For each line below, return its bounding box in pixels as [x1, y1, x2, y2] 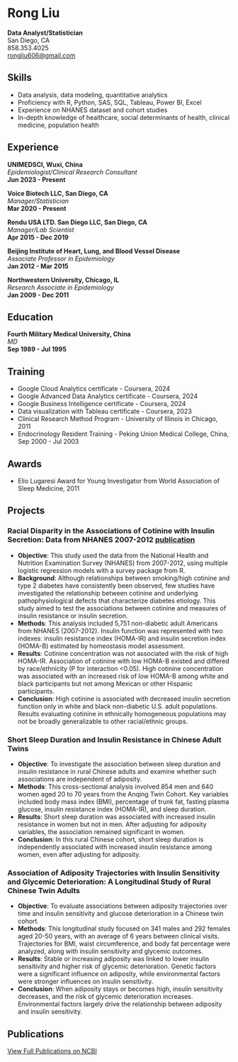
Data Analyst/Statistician [7, 28, 83, 37]
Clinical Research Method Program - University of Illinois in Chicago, [17, 415, 218, 423]
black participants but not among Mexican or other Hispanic [17, 679, 193, 688]
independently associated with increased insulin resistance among [17, 843, 212, 851]
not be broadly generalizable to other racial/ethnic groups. [17, 717, 188, 726]
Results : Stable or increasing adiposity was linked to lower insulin [17, 955, 210, 963]
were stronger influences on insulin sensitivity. [17, 978, 154, 986]
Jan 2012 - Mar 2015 [7, 261, 69, 270]
